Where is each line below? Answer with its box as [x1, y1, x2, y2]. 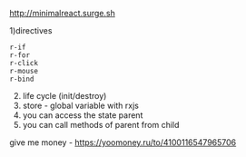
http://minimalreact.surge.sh [9, 8, 115, 18]
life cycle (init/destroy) [22, 91, 107, 101]
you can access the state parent [22, 110, 143, 121]
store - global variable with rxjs [22, 100, 139, 111]
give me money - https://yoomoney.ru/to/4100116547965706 [9, 137, 237, 148]
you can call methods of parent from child [22, 120, 180, 130]
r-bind [9, 74, 34, 83]
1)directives [9, 25, 53, 35]
